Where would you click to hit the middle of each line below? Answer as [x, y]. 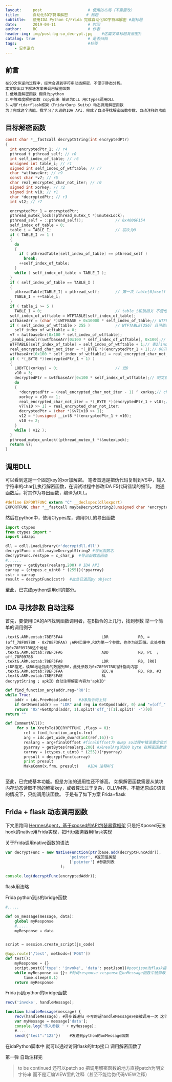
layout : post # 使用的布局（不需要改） [70, 10]
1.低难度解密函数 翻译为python [35, 94]
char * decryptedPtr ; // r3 [39, 197]
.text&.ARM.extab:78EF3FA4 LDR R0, [75, 637]
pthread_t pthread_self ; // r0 [43, 154]
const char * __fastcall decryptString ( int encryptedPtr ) [67, 140]
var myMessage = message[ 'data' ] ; [51, 1021]
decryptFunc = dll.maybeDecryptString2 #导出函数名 [60, 551]
